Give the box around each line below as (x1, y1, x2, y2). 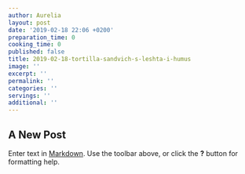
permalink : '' (8, 77, 55, 85)
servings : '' (8, 92, 51, 100)
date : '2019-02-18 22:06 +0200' (8, 26, 114, 34)
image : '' (8, 63, 41, 71)
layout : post (8, 19, 51, 27)
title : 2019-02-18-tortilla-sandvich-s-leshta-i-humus (8, 56, 192, 63)
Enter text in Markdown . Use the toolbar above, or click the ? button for (8, 148, 238, 158)
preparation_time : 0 (8, 33, 76, 42)
